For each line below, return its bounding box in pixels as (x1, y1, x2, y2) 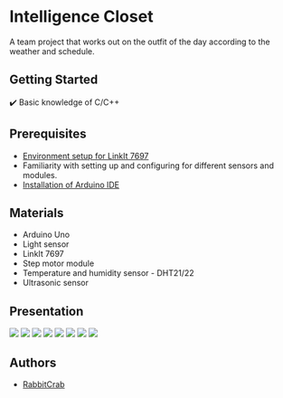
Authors (9, 355, 57, 370)
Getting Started (9, 72, 99, 88)
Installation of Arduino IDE (22, 179, 120, 190)
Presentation (9, 303, 84, 318)
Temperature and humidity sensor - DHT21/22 (22, 268, 194, 279)
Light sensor (22, 239, 70, 250)
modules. (22, 169, 58, 180)
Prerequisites (9, 127, 87, 142)
